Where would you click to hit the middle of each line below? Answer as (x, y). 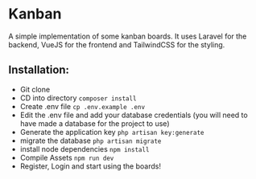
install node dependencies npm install (85, 148)
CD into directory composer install (78, 98)
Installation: (39, 70)
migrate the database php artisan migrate (91, 140)
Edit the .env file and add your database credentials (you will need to (134, 115)
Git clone (35, 89)
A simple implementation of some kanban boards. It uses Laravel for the (128, 36)
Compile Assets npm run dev (67, 157)
